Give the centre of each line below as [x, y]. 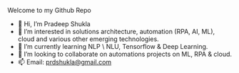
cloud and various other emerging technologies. [88, 39]
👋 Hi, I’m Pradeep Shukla [54, 24]
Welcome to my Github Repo [49, 10]
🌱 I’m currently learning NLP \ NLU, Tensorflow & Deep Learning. [113, 46]
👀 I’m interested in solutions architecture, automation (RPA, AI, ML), [116, 32]
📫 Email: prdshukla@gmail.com [65, 62]
